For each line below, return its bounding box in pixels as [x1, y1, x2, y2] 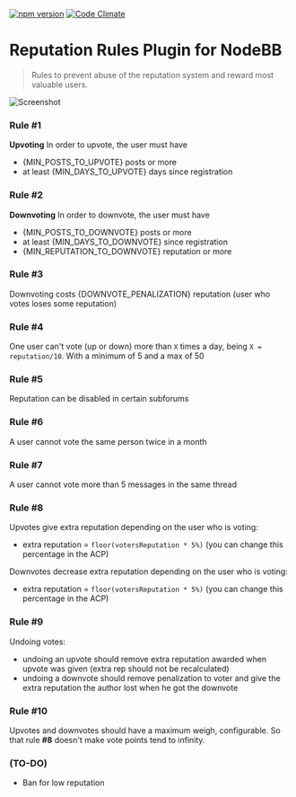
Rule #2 [9, 189, 43, 201]
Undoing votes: [9, 636, 65, 647]
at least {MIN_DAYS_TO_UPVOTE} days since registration [22, 166, 233, 177]
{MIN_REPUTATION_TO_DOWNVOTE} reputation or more [22, 245, 232, 256]
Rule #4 [9, 320, 44, 332]
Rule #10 [9, 704, 48, 717]
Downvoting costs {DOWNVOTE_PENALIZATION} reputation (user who [9, 288, 271, 299]
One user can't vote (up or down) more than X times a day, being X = [9, 341, 262, 352]
